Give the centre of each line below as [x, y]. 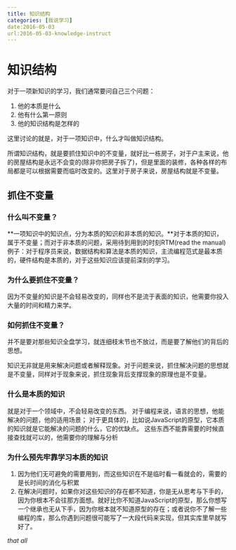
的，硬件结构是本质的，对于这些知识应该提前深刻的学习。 [90, 260]
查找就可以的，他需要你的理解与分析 [65, 437]
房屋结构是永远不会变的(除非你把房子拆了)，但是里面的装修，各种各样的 [117, 162]
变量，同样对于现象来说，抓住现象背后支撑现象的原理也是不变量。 [115, 374]
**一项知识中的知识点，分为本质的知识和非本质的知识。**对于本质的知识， [115, 233]
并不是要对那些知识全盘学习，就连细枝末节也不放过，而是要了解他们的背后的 [118, 342]
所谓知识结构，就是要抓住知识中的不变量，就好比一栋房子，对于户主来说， [115, 153]
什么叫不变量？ [33, 217]
